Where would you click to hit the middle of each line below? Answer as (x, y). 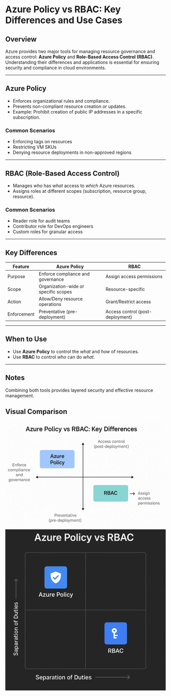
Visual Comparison (36, 412)
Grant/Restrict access (128, 301)
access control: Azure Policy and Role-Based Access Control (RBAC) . (80, 57)
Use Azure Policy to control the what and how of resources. (76, 351)
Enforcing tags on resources (42, 142)
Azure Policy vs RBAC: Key (63, 9)
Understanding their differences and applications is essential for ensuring (82, 62)
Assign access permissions (134, 277)
